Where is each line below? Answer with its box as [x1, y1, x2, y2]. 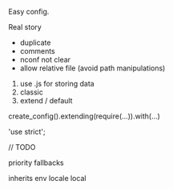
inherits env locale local [8, 174, 86, 183]
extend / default [19, 96, 73, 105]
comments [19, 46, 55, 55]
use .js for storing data [19, 79, 95, 88]
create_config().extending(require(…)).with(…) [8, 111, 160, 121]
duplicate [19, 38, 51, 47]
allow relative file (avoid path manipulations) [19, 63, 166, 73]
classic [19, 87, 44, 97]
